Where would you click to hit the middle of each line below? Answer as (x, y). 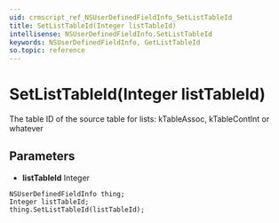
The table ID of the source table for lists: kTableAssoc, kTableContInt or (139, 119)
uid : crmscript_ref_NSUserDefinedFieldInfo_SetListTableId (121, 17)
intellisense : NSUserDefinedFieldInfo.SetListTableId (111, 34)
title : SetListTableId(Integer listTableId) (93, 26)
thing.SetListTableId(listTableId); (77, 210)
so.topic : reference (48, 51)
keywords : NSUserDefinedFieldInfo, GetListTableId (105, 42)
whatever (26, 129)
